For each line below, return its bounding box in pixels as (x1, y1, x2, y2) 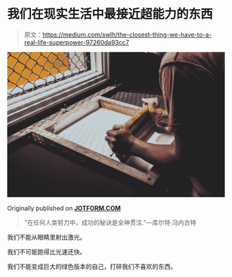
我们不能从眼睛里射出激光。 (7, 233, 86, 241)
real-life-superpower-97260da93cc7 (23, 38, 130, 46)
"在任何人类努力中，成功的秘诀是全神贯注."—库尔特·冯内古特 (23, 218, 197, 227)
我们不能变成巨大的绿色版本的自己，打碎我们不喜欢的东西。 (7, 262, 177, 270)
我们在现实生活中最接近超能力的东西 (7, 6, 213, 22)
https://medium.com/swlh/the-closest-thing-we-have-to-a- (42, 30, 212, 39)
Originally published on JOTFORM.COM (7, 204, 121, 212)
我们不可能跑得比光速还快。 (7, 247, 86, 256)
